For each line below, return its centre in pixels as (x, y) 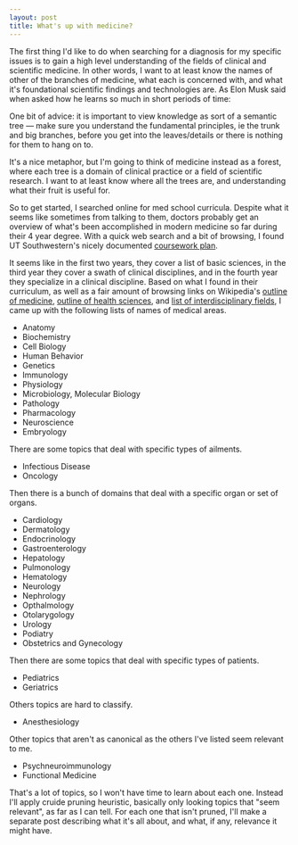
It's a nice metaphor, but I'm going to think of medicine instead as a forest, (145, 162)
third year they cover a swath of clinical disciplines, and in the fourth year (144, 272)
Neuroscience (48, 422)
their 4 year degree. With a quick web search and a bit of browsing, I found (147, 236)
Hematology (44, 576)
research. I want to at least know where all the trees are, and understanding (148, 180)
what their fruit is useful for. (60, 190)
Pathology (41, 403)
